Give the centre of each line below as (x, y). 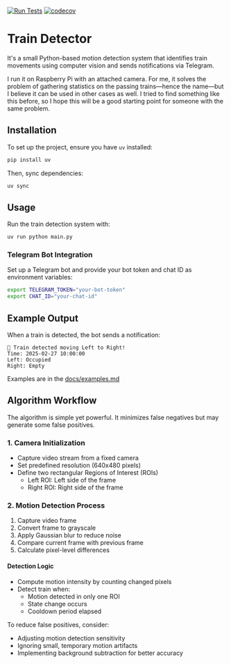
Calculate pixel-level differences (63, 550)
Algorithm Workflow (52, 401)
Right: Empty (26, 366)
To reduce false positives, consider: (58, 624)
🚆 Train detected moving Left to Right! (67, 348)
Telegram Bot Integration (50, 255)
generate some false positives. (51, 425)
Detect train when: (44, 589)
